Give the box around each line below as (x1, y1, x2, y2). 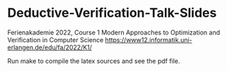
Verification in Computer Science (7, 35, 104, 44)
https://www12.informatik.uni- (105, 35, 192, 44)
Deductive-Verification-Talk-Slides (7, 5, 217, 21)
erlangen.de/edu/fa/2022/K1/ (7, 43, 93, 51)
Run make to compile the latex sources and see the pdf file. (7, 56, 180, 65)
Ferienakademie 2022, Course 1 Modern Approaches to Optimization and (7, 28, 221, 37)
